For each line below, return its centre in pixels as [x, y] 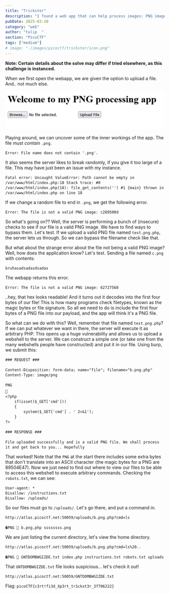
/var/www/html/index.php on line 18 [44, 193]
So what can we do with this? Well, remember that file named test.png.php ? [84, 323]
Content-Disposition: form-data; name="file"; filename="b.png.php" [79, 370]
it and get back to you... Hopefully [45, 447]
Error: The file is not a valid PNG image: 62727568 [62, 287]
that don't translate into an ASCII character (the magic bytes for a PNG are [82, 462]
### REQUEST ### [22, 360]
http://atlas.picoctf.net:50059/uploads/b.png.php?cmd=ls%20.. [73, 547]
